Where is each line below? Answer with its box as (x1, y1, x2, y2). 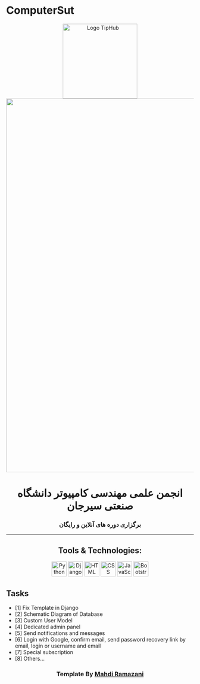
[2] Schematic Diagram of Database (14, 610, 103, 618)
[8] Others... (14, 655, 45, 662)
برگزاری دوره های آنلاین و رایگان (59, 521, 141, 529)
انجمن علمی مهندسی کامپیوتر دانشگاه (17, 487, 183, 500)
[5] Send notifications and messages (14, 630, 105, 637)
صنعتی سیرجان (67, 499, 133, 513)
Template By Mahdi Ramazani (56, 670, 144, 678)
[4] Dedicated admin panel (14, 623, 81, 631)
